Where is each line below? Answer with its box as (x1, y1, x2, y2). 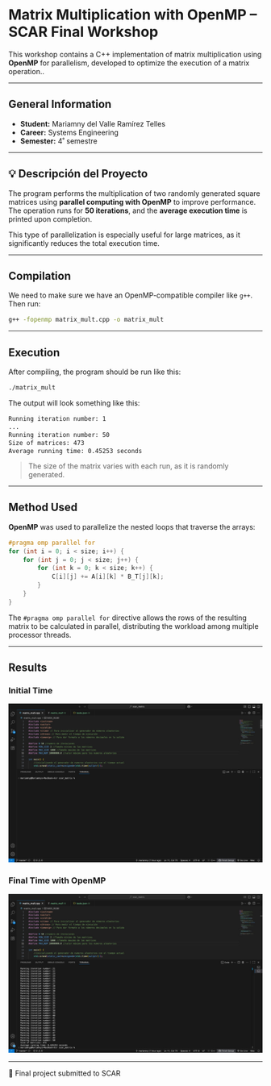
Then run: (8, 299, 41, 309)
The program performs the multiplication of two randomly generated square (8, 188, 261, 198)
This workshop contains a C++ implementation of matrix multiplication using (8, 49, 262, 59)
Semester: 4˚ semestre (19, 135, 98, 146)
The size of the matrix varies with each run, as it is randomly (27, 461, 229, 471)
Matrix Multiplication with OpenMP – (8, 6, 257, 24)
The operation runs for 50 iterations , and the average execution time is (8, 206, 248, 215)
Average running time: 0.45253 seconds (8, 447, 143, 455)
